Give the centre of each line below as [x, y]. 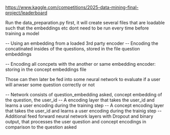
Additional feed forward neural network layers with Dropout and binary [79, 116]
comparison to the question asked [41, 127]
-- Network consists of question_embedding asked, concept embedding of [84, 94]
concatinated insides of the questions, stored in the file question [73, 49]
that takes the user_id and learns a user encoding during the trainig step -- [83, 111]
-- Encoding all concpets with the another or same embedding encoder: [81, 64]
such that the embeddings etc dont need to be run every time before [77, 28]
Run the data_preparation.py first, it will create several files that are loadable [85, 23]
